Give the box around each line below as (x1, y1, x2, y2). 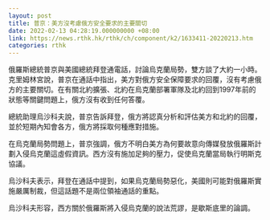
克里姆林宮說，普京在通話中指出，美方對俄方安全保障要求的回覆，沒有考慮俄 (8, 75, 262, 84)
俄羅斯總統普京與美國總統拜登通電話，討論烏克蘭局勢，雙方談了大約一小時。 (8, 65, 262, 75)
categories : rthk (8, 42, 67, 50)
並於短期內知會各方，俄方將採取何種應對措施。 (8, 122, 163, 132)
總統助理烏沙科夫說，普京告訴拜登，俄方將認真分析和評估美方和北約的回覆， (8, 112, 262, 121)
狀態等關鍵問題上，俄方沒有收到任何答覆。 (8, 95, 149, 104)
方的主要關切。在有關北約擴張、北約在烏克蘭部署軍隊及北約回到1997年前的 (8, 85, 256, 95)
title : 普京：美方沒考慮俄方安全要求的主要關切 (8, 19, 148, 27)
